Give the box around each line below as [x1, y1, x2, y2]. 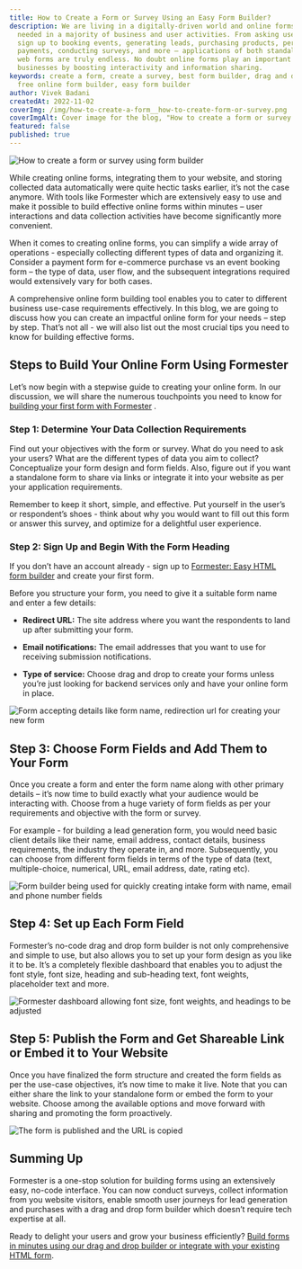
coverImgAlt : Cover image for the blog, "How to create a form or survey [9, 113, 292, 122]
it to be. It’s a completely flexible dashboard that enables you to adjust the [9, 959, 283, 970]
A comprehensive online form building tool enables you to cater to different [9, 293, 288, 304]
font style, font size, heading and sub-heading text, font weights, [9, 969, 249, 979]
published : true [9, 130, 70, 139]
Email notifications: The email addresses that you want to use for [22, 642, 267, 653]
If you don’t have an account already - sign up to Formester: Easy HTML [9, 561, 277, 572]
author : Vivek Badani [9, 88, 91, 97]
